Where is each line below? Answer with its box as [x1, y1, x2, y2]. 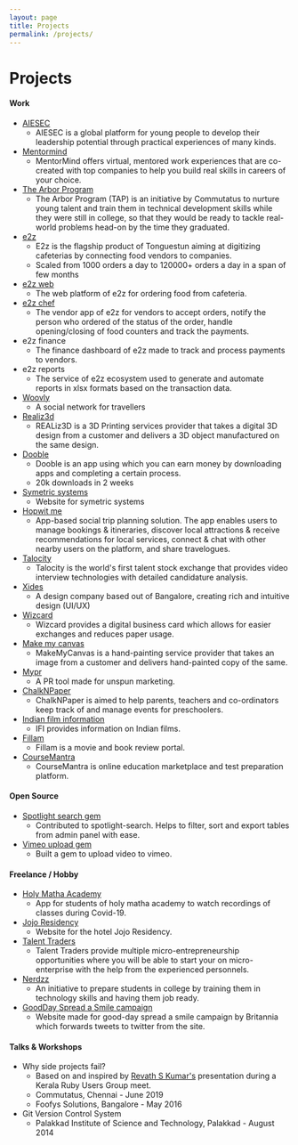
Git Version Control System [21, 1108, 122, 1119]
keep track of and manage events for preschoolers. [35, 704, 224, 715]
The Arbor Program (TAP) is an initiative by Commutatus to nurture [35, 193, 280, 204]
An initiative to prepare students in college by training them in [35, 983, 261, 994]
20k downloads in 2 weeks [35, 477, 134, 488]
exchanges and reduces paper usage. [35, 629, 175, 639]
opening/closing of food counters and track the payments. [35, 326, 250, 337]
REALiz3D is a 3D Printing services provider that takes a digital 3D [35, 420, 278, 431]
